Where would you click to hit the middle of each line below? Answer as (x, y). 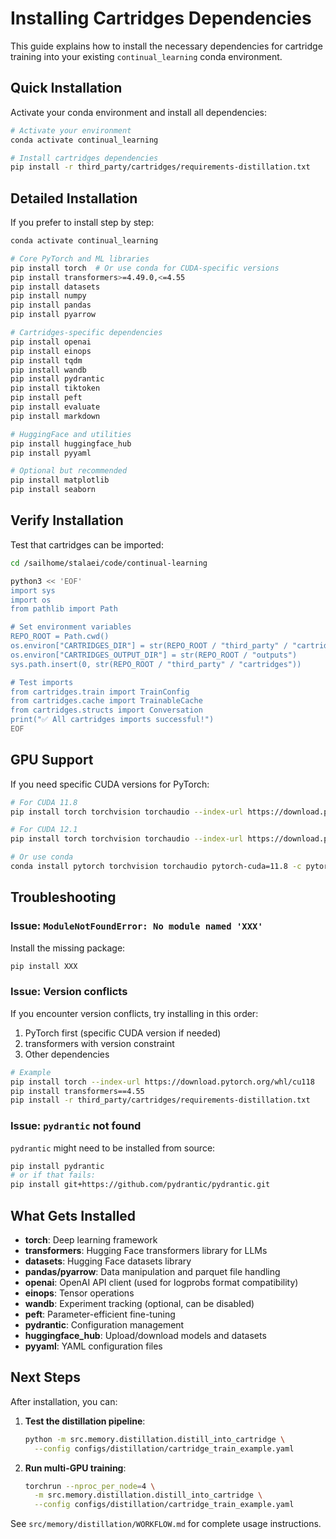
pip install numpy (48, 296)
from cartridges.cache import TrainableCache (106, 701)
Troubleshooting (63, 897)
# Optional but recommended (69, 471)
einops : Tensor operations (79, 1293)
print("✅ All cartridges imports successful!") (112, 720)
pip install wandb (48, 370)
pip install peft (46, 398)
